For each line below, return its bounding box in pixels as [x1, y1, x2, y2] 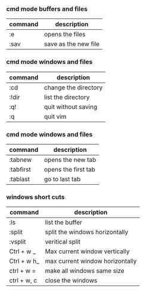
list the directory [44, 93, 90, 101]
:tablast [9, 175, 30, 183]
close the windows [45, 277, 98, 285]
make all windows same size [45, 267, 125, 275]
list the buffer [45, 218, 82, 226]
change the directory [44, 83, 103, 91]
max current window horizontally [45, 257, 137, 265]
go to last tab [44, 175, 81, 183]
